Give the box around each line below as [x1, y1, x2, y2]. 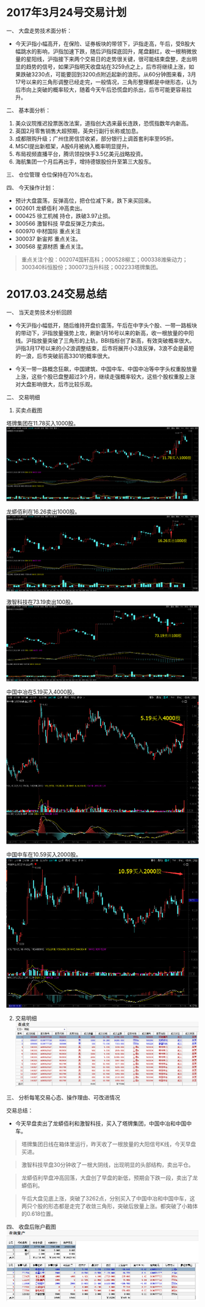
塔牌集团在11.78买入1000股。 [6, 419, 79, 427]
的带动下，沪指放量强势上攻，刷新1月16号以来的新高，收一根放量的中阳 [15, 329, 194, 337]
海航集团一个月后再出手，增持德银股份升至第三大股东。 [15, 157, 154, 165]
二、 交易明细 [6, 393, 40, 401]
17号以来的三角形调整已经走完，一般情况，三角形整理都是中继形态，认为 [15, 78, 197, 86]
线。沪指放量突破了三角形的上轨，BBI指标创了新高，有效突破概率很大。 [15, 337, 195, 344]
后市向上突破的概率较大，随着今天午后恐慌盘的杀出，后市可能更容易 [15, 86, 187, 93]
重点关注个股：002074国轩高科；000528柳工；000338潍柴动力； [21, 255, 188, 263]
